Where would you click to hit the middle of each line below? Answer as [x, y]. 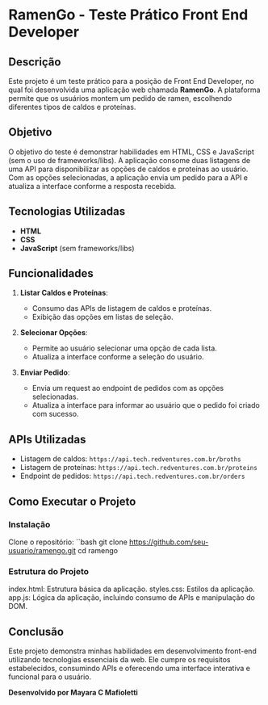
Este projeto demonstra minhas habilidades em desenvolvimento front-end [132, 651]
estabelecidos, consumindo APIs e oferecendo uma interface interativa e [130, 669]
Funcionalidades [51, 273]
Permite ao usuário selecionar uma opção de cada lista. [125, 348]
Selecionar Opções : [54, 333]
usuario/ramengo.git [42, 550]
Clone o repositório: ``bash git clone [68, 542]
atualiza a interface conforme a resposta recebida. [92, 186]
